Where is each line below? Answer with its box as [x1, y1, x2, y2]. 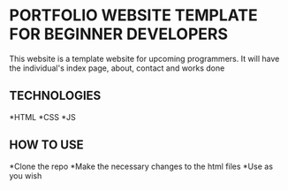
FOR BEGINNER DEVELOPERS [9, 24, 228, 44]
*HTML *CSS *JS [9, 111, 77, 122]
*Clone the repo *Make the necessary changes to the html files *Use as [9, 161, 274, 171]
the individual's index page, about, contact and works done [9, 63, 225, 73]
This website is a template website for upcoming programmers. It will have [9, 53, 280, 64]
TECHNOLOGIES [9, 88, 102, 103]
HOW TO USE [9, 138, 84, 153]
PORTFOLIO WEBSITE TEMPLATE [9, 5, 258, 26]
